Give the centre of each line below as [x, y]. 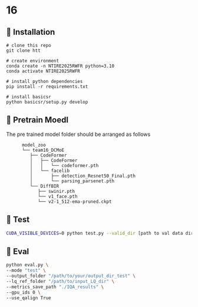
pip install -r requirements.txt [47, 86]
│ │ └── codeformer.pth [64, 165]
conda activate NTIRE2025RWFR [43, 71]
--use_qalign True [29, 298]
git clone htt [24, 51]
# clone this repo [29, 45]
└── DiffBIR [44, 186]
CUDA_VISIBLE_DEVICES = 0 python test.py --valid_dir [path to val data [95, 233]
